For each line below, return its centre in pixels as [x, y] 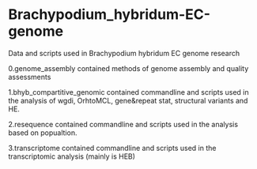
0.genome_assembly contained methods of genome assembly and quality [128, 68]
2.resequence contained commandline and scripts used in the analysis [123, 124]
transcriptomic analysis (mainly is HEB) [72, 156]
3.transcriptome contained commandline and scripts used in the [112, 148]
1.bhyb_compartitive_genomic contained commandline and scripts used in [128, 92]
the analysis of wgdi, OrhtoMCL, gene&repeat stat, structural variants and [128, 100]
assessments [30, 77]
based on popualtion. [43, 133]
